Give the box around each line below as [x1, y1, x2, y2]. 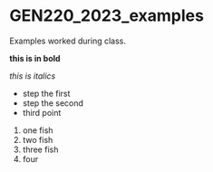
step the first [22, 88, 71, 99]
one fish [22, 124, 53, 136]
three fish [22, 144, 59, 155]
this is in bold [9, 53, 61, 63]
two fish [22, 134, 53, 145]
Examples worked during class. [9, 35, 127, 46]
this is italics [9, 70, 56, 81]
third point [22, 107, 62, 118]
